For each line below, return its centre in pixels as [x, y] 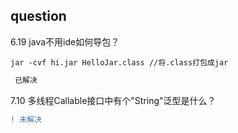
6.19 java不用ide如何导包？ [65, 41]
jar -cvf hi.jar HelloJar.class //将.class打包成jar [119, 62]
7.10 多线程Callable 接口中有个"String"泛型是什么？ [113, 100]
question [38, 16]
